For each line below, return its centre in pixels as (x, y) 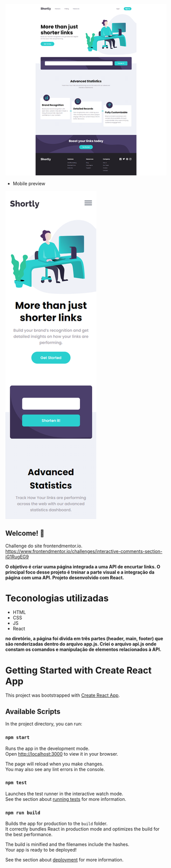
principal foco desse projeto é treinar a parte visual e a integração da (80, 572)
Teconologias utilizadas (57, 598)
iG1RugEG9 (17, 557)
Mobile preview (29, 183)
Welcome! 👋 (25, 533)
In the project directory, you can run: (44, 724)
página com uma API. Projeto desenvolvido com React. (65, 577)
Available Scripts (33, 711)
